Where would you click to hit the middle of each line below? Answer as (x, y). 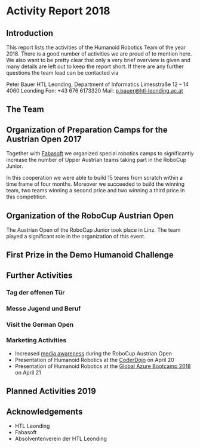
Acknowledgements (44, 411)
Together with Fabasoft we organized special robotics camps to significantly (100, 154)
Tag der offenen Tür (36, 292)
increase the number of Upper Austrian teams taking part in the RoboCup (96, 160)
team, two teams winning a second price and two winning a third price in (96, 191)
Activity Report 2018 (58, 11)
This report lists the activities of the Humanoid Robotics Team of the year (96, 47)
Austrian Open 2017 (44, 139)
